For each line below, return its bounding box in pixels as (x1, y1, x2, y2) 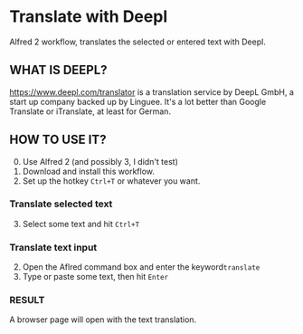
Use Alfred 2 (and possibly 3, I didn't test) (22, 156, 179, 167)
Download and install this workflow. (22, 166, 156, 177)
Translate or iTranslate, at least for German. (9, 106, 172, 117)
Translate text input (9, 241, 98, 253)
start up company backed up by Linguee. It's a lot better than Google (9, 96, 267, 107)
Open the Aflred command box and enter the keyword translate (22, 262, 260, 272)
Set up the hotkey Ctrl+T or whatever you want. (22, 175, 201, 186)
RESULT (9, 294, 45, 307)
